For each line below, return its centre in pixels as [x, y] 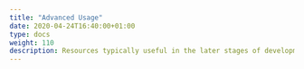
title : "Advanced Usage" [56, 17]
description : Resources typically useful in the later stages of [135, 51]
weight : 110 [32, 43]
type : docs [30, 34]
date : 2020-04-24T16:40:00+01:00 [72, 26]
